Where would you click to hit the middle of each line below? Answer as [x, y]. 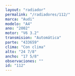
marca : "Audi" [20, 19]
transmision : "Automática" [33, 38]
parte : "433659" [22, 42]
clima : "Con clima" [25, 47]
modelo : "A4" [19, 24]
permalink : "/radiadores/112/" [38, 14]
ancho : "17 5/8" [22, 56]
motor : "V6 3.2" [22, 33]
